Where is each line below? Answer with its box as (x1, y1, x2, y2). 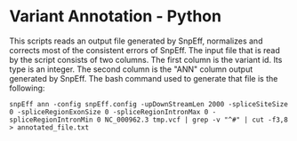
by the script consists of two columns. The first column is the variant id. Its (9, 54, 283, 65)
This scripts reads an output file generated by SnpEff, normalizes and (9, 35, 263, 46)
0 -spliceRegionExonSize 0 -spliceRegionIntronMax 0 (9, 107, 209, 116)
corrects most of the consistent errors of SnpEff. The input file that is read (9, 44, 280, 55)
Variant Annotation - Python (9, 6, 222, 27)
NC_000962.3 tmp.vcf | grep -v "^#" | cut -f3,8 (104, 115, 289, 124)
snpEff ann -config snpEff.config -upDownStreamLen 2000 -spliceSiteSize (9, 99, 289, 108)
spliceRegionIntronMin (9, 115, 93, 124)
